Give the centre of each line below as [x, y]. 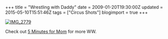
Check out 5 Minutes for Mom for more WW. [51, 31]
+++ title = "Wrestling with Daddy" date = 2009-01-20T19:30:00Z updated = [84, 7]
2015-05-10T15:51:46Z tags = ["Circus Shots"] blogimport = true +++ [76, 12]
